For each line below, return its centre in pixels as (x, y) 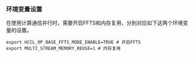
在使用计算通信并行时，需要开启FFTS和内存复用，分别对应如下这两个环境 (95, 23)
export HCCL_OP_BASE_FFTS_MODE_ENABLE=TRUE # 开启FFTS (74, 42)
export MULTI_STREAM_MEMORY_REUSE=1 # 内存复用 (64, 49)
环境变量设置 (24, 9)
